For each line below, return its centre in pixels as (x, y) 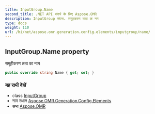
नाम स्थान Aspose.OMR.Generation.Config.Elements (62, 100)
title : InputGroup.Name (29, 9)
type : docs (16, 23)
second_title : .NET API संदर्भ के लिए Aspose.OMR (51, 14)
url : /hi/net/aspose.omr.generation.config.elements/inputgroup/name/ (78, 32)
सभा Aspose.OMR (29, 106)
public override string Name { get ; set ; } (50, 73)
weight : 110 (17, 28)
